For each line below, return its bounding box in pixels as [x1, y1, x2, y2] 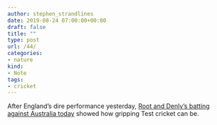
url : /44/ [7, 43, 37, 50]
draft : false [7, 23, 46, 30]
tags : [7, 76, 23, 83]
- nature [7, 56, 33, 64]
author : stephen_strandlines [7, 10, 94, 18]
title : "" [7, 30, 37, 37]
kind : [7, 63, 23, 70]
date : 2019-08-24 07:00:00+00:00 [7, 17, 107, 24]
